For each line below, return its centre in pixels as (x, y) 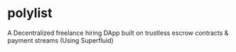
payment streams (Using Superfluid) (60, 40)
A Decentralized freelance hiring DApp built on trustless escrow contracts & (118, 33)
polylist (30, 13)
